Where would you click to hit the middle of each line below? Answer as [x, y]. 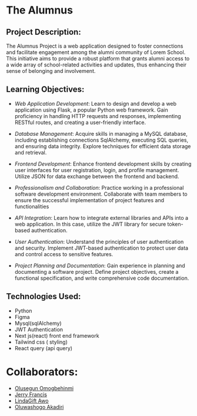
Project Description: [44, 32]
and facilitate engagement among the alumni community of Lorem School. [96, 52]
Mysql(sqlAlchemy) [38, 323]
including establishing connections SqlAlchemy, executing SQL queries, [101, 140]
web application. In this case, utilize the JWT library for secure [90, 224]
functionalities [32, 206]
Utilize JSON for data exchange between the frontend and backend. [97, 176]
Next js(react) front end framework [57, 336]
